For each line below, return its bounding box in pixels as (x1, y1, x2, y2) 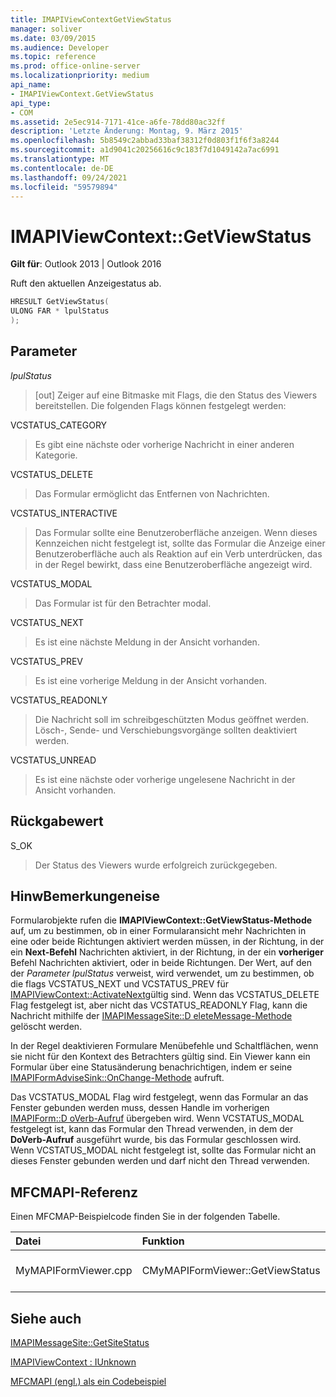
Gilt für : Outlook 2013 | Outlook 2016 (10, 258, 162, 270)
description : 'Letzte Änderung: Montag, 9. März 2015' (10, 126, 244, 136)
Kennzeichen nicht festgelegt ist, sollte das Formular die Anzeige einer (34, 537, 326, 549)
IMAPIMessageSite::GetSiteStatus (10, 1337, 150, 1348)
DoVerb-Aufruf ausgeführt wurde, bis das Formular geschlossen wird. (10, 1134, 302, 1146)
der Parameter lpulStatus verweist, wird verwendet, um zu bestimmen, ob (10, 967, 315, 980)
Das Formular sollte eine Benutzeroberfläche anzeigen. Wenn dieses (34, 526, 318, 538)
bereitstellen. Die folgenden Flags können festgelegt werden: (34, 399, 287, 411)
